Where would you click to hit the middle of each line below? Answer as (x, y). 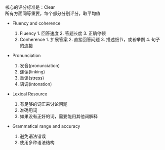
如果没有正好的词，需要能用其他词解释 (59, 116)
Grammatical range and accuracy (46, 126)
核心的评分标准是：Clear (30, 7)
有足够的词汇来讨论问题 (43, 104)
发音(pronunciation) (40, 66)
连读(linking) (32, 72)
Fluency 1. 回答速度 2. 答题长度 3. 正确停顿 (63, 33)
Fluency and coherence (36, 23)
